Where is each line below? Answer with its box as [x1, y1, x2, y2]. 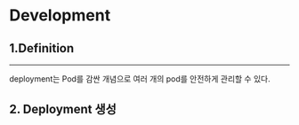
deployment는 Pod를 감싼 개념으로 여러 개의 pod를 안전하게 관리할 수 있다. [9, 74, 271, 84]
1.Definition [9, 41, 75, 56]
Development [9, 5, 111, 26]
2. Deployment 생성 [9, 102, 117, 117]
